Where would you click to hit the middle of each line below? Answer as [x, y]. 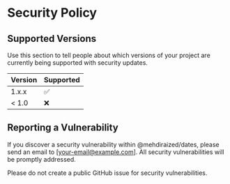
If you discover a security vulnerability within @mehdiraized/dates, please [113, 144]
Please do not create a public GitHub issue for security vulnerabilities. [107, 173]
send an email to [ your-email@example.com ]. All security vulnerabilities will [116, 152]
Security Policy [52, 13]
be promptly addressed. [42, 159]
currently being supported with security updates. [78, 63]
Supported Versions [52, 39]
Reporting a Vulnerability [63, 128]
